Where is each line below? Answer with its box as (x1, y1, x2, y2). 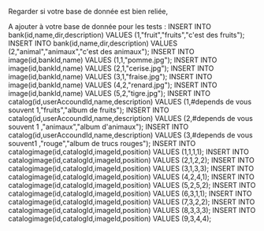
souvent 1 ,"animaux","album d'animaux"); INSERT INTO (8, 122, 189, 131)
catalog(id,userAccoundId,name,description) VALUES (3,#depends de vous (8, 130, 254, 140)
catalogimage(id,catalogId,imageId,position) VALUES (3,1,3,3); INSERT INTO (8, 164, 255, 173)
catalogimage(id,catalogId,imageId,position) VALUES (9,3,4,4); (8, 214, 212, 223)
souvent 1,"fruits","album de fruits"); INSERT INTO (8, 105, 169, 115)
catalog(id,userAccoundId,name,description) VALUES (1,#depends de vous (8, 97, 252, 106)
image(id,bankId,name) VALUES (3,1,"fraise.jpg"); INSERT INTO (8, 72, 213, 81)
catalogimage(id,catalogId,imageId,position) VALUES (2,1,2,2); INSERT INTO (8, 156, 255, 164)
